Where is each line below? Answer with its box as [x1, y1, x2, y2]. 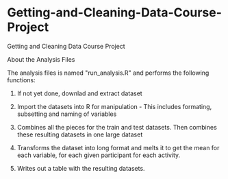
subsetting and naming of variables [16, 110, 117, 118]
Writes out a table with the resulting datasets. [16, 164, 145, 172]
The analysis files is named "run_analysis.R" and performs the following [7, 69, 210, 77]
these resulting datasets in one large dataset [16, 130, 143, 139]
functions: [7, 75, 36, 84]
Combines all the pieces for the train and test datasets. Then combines [16, 123, 217, 131]
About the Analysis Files [7, 55, 75, 63]
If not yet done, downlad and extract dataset [16, 89, 142, 97]
